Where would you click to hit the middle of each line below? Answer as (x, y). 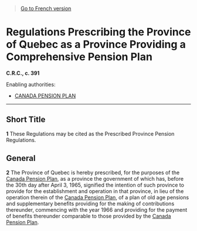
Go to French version (46, 8)
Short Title (26, 120)
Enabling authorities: (31, 84)
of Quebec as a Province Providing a (96, 45)
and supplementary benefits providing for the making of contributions (90, 204)
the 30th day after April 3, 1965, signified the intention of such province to (95, 185)
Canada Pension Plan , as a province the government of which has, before (95, 178)
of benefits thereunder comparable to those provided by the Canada (89, 216)
